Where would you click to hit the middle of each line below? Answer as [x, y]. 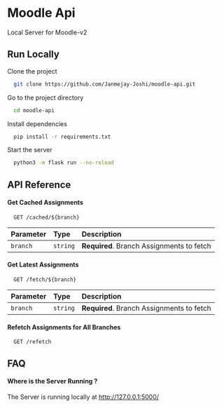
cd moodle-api [34, 110]
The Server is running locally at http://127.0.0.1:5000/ [83, 397]
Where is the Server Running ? [53, 381]
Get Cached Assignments [46, 203]
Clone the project [32, 71]
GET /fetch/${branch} [45, 280]
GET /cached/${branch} [47, 217]
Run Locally [33, 54]
